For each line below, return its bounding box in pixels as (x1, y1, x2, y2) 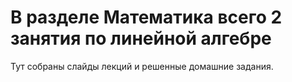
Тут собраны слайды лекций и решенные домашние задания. (10, 60, 274, 72)
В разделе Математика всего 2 (10, 6, 283, 29)
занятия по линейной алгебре (10, 27, 272, 50)
